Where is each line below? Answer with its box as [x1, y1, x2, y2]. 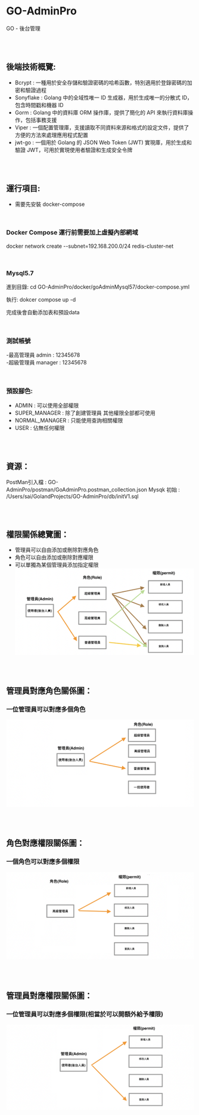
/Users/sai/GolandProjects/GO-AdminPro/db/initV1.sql [6, 493, 139, 500]
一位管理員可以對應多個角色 [6, 705, 86, 713]
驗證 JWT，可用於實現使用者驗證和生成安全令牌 [14, 146, 133, 153]
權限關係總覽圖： [6, 529, 69, 539]
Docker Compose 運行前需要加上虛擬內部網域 [6, 229, 138, 237]
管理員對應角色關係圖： [6, 686, 92, 696]
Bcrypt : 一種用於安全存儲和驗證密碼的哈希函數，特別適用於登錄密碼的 [14, 79, 188, 86]
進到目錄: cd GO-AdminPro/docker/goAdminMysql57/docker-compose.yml [6, 283, 189, 291]
